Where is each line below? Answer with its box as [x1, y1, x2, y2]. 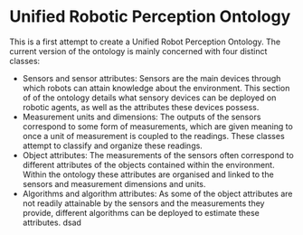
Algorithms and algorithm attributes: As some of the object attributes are [22, 188, 293, 199]
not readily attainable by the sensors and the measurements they [22, 197, 265, 209]
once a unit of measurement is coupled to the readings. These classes [22, 130, 285, 141]
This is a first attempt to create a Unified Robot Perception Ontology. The [9, 36, 281, 47]
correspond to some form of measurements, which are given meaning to [22, 120, 294, 132]
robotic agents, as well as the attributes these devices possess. [22, 101, 260, 112]
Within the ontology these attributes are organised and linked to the [22, 169, 274, 180]
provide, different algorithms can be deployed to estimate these [22, 207, 260, 218]
